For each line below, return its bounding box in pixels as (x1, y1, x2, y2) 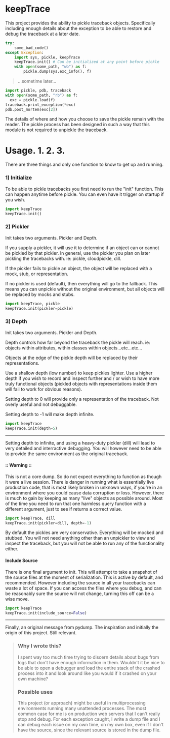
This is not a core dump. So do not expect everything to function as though (5, 474, 162, 480)
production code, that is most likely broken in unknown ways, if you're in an (5, 484, 163, 490)
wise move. (5, 596, 29, 602)
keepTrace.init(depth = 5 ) (5, 426, 58, 431)
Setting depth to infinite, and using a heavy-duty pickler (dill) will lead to (5, 439, 155, 446)
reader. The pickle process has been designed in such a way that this (5, 122, 150, 128)
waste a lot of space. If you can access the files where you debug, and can (5, 585, 162, 591)
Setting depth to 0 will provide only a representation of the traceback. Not (5, 396, 159, 402)
